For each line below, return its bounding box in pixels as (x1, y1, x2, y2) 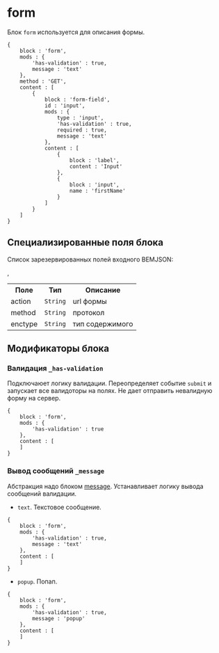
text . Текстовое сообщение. (17, 503, 102, 511)
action (10, 296, 31, 306)
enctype (10, 319, 38, 328)
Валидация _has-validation (7, 364, 104, 373)
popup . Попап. (17, 577, 58, 586)
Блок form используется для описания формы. (7, 28, 145, 36)
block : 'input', (69, 181, 120, 188)
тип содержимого (72, 319, 133, 328)
